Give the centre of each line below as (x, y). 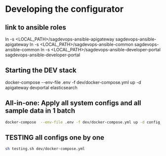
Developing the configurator (64, 9)
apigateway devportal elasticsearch (41, 87)
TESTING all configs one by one (55, 137)
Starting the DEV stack (41, 70)
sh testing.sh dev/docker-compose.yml (45, 149)
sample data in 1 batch (40, 111)
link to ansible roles (36, 27)
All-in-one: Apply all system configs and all (73, 103)
